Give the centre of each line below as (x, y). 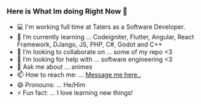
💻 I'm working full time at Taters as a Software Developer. (101, 27)
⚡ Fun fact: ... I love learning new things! (75, 93)
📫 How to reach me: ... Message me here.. (79, 75)
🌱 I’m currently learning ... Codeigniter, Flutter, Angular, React (105, 37)
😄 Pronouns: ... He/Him (51, 85)
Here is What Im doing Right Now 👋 (67, 11)
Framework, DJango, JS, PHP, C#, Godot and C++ (90, 44)
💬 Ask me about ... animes (54, 67)
